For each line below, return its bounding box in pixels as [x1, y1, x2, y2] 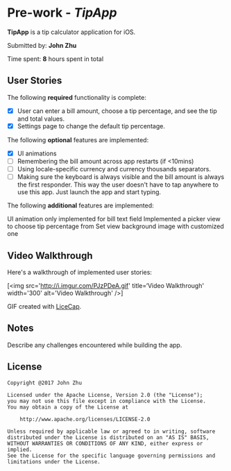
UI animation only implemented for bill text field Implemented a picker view [7, 215, 221, 223]
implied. [7, 446, 33, 453]
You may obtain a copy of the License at [7, 404, 129, 411]
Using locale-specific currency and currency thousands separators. [17, 165, 212, 173]
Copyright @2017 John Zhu [7, 379, 82, 386]
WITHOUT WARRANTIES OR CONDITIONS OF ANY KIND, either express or [7, 440, 203, 447]
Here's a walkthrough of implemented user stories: [7, 268, 153, 276]
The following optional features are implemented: [7, 135, 149, 144]
